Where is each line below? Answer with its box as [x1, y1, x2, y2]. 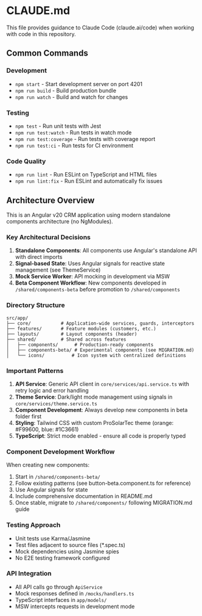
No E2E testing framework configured [15, 554, 110, 562]
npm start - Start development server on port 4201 [15, 80, 143, 87]
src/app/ [6, 315, 29, 321]
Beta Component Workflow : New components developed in [15, 279, 167, 287]
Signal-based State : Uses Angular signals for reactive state [15, 260, 165, 267]
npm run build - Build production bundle [15, 87, 117, 94]
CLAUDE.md [6, 4, 71, 18]
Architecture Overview [6, 195, 95, 205]
